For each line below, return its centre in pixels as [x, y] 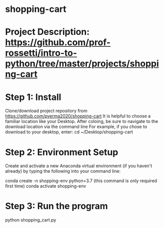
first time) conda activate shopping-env [46, 186]
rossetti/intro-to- [41, 53]
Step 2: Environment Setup [62, 152]
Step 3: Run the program [57, 206]
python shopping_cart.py [31, 220]
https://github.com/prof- [58, 43]
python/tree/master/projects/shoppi [82, 64]
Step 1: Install [33, 97]
